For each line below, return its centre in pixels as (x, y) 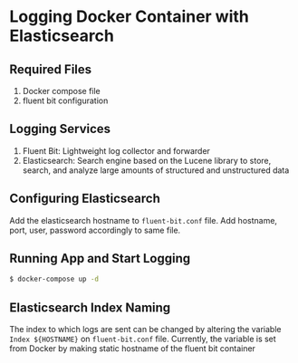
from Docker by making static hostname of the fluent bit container (133, 349)
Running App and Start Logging (100, 258)
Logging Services (60, 129)
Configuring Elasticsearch (85, 199)
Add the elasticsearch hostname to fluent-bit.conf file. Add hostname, (144, 220)
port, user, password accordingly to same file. (95, 230)
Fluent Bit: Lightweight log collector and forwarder (116, 150)
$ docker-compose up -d (54, 279)
